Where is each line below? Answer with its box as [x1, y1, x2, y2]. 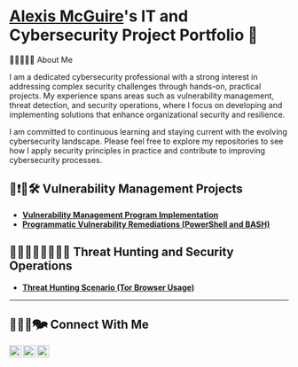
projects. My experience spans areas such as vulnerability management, [9, 90, 275, 101]
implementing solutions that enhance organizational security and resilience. [9, 109, 286, 120]
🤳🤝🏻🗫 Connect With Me [9, 316, 149, 332]
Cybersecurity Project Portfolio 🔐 [9, 25, 259, 45]
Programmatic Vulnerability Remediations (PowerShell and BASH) [21, 219, 271, 230]
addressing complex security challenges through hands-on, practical [9, 81, 262, 91]
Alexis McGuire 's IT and [9, 6, 189, 27]
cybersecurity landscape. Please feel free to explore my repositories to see [9, 136, 284, 146]
